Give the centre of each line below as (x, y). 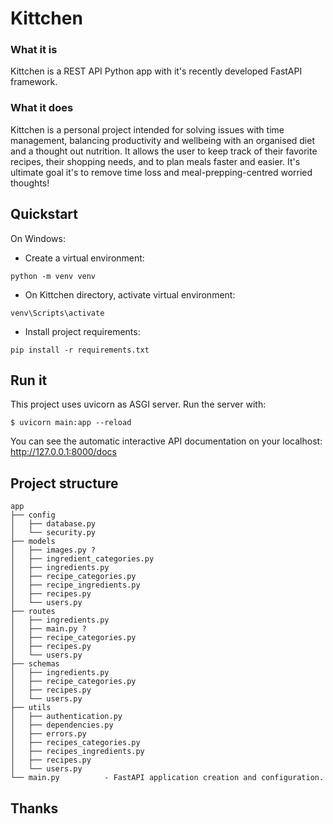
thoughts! (30, 183)
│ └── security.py (53, 533)
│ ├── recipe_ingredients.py (75, 585)
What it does (42, 108)
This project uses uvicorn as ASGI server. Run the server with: (138, 404)
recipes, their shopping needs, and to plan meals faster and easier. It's (155, 161)
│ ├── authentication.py (66, 717)
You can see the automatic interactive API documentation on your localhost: (166, 441)
